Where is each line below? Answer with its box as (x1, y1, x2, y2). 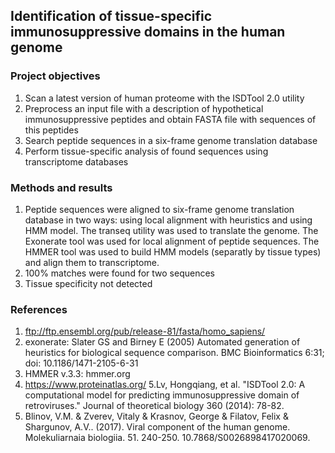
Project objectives (10, 69, 101, 83)
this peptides (24, 124, 79, 136)
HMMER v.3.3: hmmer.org (24, 368, 131, 380)
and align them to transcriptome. (24, 256, 160, 268)
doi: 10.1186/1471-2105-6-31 (24, 357, 139, 369)
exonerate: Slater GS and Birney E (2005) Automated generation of (24, 336, 301, 348)
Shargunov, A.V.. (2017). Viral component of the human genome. (24, 421, 291, 433)
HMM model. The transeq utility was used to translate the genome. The (24, 224, 319, 236)
